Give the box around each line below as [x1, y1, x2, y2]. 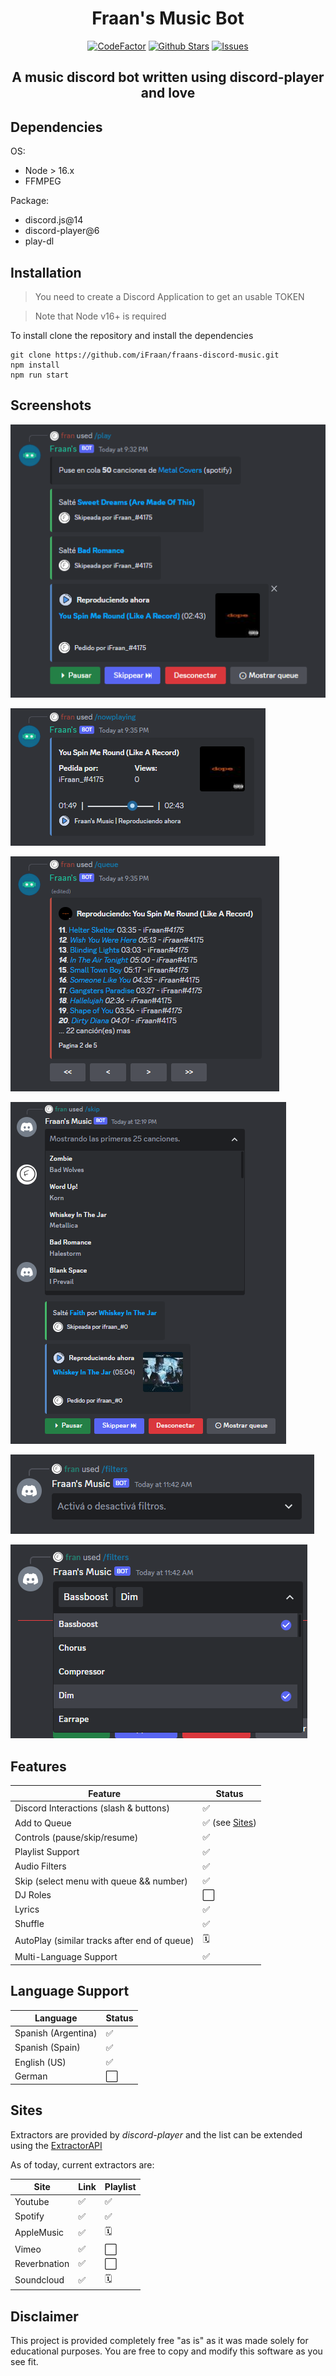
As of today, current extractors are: [10, 2158, 155, 2171]
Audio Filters [14, 1860, 67, 1872]
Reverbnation [14, 2257, 70, 2269]
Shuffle [14, 1918, 45, 1930]
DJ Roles [14, 1889, 52, 1901]
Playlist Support [14, 1846, 80, 1858]
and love [140, 85, 196, 102]
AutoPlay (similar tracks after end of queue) [14, 1934, 195, 1946]
